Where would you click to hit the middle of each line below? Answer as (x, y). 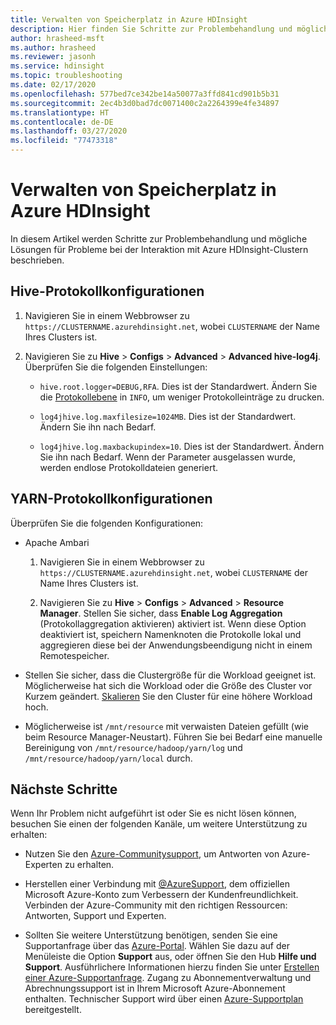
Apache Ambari (57, 542)
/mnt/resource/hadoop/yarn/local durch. (108, 758)
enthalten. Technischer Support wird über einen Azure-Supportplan (164, 999)
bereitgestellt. (53, 1010)
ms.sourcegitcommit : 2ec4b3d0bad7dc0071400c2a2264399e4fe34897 (145, 103)
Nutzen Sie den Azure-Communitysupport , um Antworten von (152, 854)
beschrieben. (37, 260)
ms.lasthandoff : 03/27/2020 (69, 131)
